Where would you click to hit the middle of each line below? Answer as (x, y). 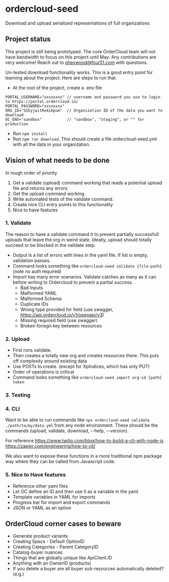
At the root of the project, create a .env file (57, 88)
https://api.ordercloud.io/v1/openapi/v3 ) (62, 315)
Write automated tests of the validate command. (63, 199)
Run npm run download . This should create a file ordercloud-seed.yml (84, 139)
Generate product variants (40, 536)
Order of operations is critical (44, 372)
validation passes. (32, 260)
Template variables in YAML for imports (54, 497)
